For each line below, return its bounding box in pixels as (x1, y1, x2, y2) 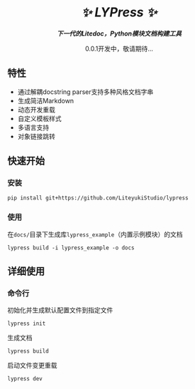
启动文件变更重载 (7, 361, 57, 370)
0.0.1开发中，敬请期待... (84, 44, 154, 53)
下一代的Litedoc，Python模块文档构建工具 (56, 29, 182, 38)
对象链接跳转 (17, 132, 55, 140)
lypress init (7, 320, 46, 328)
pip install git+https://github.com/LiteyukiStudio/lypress (7, 194, 189, 202)
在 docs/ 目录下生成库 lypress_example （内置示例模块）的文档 (7, 229, 183, 239)
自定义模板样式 (17, 114, 62, 123)
